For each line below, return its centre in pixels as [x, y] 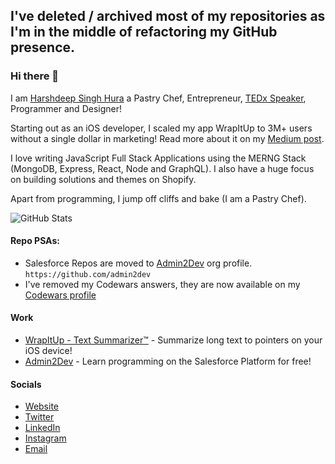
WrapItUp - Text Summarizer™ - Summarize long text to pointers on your [173, 340]
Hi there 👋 [35, 76]
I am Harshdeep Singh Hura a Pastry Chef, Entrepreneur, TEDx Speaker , [158, 98]
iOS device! [48, 351]
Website [42, 406]
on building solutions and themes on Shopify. [103, 179]
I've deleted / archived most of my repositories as [168, 16]
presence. [43, 47]
